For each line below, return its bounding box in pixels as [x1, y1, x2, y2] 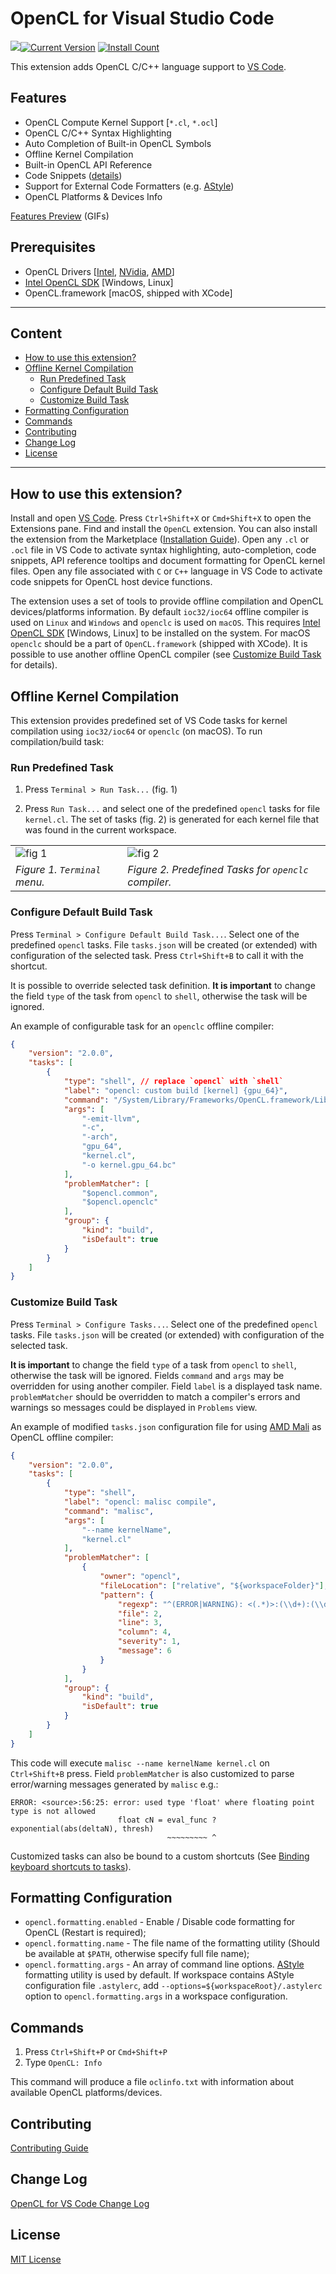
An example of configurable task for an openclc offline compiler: [10, 1020, 275, 1032]
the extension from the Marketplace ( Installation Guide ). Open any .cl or [10, 533, 310, 546]
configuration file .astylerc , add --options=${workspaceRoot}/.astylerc [24, 1980, 323, 1992]
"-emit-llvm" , [81, 1113, 141, 1124]
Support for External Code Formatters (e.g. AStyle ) [24, 180, 235, 192]
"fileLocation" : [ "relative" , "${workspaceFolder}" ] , [99, 1580, 329, 1591]
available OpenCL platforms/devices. [10, 2087, 163, 2099]
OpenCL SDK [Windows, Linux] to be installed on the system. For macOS [10, 627, 311, 639]
